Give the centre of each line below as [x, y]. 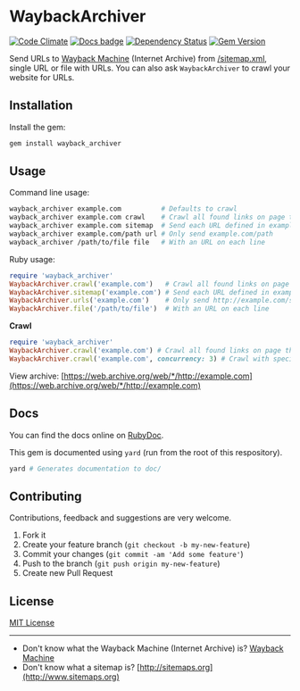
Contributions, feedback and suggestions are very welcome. [121, 518]
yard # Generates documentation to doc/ [86, 469]
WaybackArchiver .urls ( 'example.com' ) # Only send [109, 301]
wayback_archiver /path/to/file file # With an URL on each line [137, 242]
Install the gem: [37, 127]
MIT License [32, 623]
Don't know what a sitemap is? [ [81, 668]
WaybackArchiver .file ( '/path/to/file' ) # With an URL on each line [139, 309]
